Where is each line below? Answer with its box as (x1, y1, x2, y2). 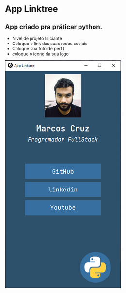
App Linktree (5, 3, 58, 15)
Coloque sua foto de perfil (12, 46, 64, 51)
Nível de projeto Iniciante (12, 35, 62, 41)
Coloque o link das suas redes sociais (12, 41, 88, 46)
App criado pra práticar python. (5, 23, 103, 31)
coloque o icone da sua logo (12, 51, 69, 57)
